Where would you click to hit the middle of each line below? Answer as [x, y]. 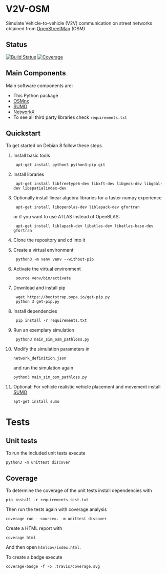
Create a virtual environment [43, 250]
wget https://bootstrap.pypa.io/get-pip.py [63, 297]
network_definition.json [40, 358]
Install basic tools [32, 156]
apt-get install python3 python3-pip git [60, 165]
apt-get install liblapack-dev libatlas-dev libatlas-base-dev [85, 226]
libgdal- [153, 184]
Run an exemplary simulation [44, 330]
